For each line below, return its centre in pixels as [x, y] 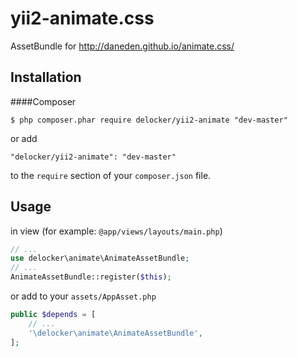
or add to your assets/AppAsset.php [83, 296]
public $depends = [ [53, 315]
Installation [46, 77]
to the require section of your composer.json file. [111, 175]
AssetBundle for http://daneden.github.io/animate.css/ [122, 46]
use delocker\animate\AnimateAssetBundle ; [100, 258]
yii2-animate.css [82, 18]
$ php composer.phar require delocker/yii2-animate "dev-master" [149, 120]
